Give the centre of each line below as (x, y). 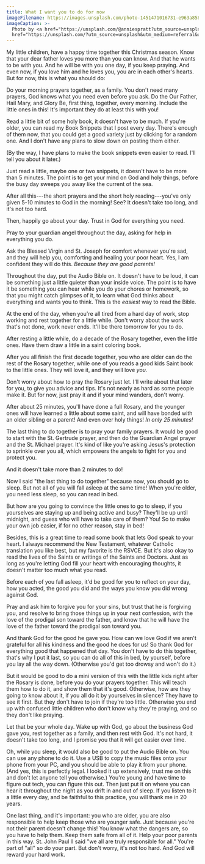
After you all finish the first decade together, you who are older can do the (99, 357)
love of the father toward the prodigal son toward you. (74, 626)
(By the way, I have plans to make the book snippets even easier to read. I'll (101, 153)
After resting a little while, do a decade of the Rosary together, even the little (102, 339)
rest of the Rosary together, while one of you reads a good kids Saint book (100, 363)
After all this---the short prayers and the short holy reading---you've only (99, 196)
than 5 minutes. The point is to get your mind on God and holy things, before (102, 177)
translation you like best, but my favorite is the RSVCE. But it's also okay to (100, 551)
